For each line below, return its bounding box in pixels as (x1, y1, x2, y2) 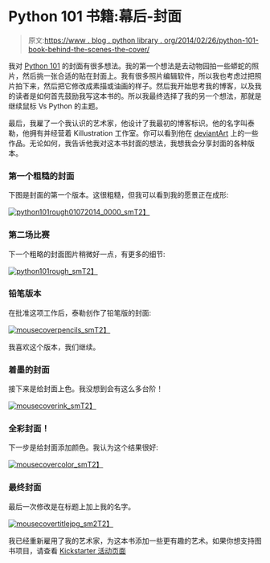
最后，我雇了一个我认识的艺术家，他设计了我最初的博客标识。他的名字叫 (8, 118, 247, 128)
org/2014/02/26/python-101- (164, 35, 259, 45)
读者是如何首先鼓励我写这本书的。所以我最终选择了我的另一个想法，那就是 (14, 91, 262, 100)
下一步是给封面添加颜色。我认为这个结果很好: (8, 443, 159, 452)
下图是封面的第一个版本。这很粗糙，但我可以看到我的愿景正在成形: (8, 190, 229, 200)
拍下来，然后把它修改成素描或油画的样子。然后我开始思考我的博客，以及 (14, 81, 255, 91)
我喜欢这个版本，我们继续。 (8, 342, 100, 352)
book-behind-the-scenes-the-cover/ (27, 44, 150, 54)
